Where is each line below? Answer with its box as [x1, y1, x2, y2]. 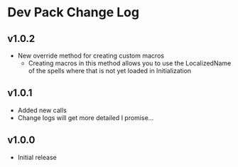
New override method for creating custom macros [17, 51, 165, 60]
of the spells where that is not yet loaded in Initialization [28, 67, 192, 75]
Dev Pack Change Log [7, 4, 140, 21]
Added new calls [17, 106, 67, 114]
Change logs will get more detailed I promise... [17, 113, 154, 122]
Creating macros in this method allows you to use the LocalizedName [28, 59, 232, 68]
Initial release [17, 153, 57, 161]
